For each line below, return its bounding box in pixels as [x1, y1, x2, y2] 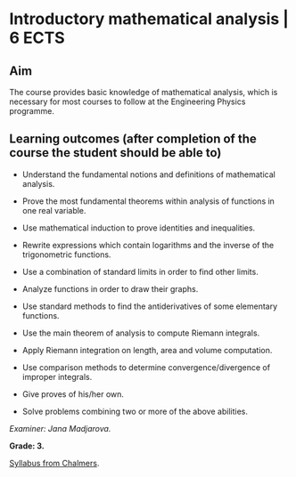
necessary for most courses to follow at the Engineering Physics [9, 96, 246, 107]
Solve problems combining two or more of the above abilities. [21, 406, 248, 416]
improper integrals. [21, 371, 93, 382]
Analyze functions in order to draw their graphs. [21, 283, 199, 294]
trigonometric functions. [21, 249, 111, 260]
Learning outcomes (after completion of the [9, 132, 257, 147]
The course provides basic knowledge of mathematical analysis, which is [9, 87, 278, 97]
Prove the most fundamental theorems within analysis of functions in [21, 196, 275, 206]
